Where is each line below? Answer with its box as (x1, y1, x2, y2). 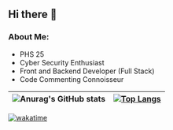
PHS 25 (19, 49, 45, 59)
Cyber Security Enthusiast (19, 58, 105, 67)
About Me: (8, 32, 50, 43)
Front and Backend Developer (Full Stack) (19, 66, 155, 76)
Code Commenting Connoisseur (19, 74, 124, 84)
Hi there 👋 (8, 8, 57, 21)
